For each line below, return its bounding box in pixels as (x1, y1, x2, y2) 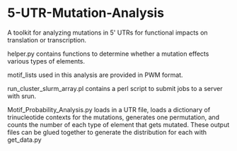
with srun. (7, 92, 37, 100)
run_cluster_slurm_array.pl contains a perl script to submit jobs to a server (7, 84, 223, 92)
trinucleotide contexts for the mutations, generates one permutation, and (7, 113, 220, 121)
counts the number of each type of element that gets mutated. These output (7, 120, 230, 128)
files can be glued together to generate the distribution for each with (7, 128, 207, 136)
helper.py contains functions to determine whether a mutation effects (7, 49, 209, 58)
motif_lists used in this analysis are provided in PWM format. (7, 71, 183, 79)
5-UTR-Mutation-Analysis (7, 5, 165, 21)
